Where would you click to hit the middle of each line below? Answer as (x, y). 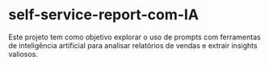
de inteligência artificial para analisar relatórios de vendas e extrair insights (133, 45)
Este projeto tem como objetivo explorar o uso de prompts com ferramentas (134, 37)
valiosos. (23, 54)
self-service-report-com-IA (104, 15)
